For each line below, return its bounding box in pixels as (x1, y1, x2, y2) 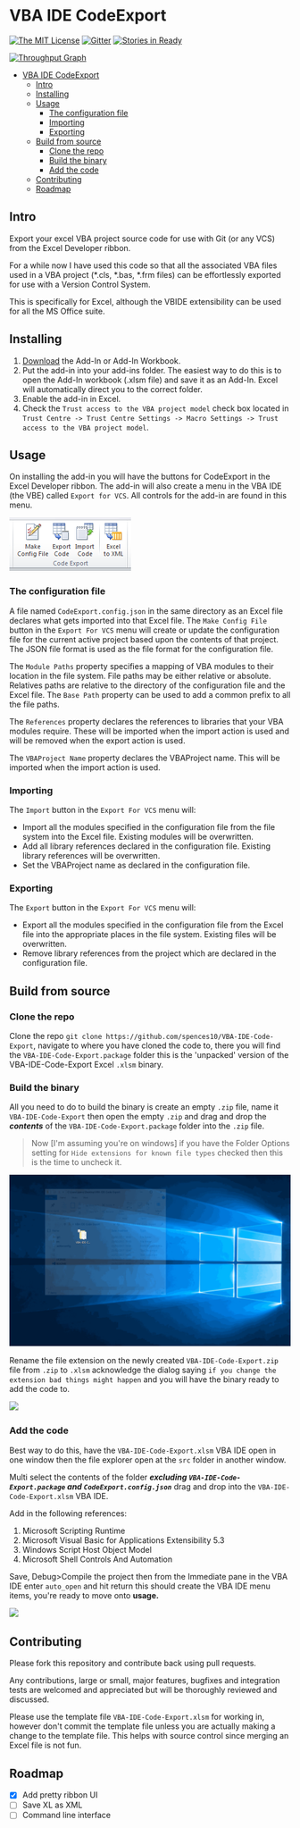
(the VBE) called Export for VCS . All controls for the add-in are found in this (9, 491, 287, 501)
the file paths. (9, 699, 60, 709)
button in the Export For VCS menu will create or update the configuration (9, 625, 279, 635)
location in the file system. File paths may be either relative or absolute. (9, 670, 271, 681)
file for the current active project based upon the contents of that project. (9, 633, 279, 644)
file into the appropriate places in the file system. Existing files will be (21, 929, 277, 940)
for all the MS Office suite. (9, 306, 105, 316)
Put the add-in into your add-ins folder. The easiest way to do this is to (21, 365, 282, 375)
